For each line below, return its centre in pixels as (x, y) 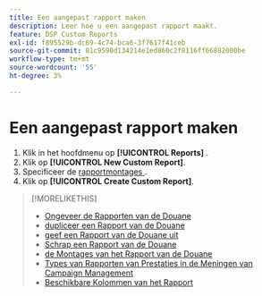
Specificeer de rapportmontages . (85, 172)
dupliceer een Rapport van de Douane (114, 225)
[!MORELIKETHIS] (64, 199)
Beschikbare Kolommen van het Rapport (119, 282)
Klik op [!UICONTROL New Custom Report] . (104, 162)
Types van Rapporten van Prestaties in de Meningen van (148, 263)
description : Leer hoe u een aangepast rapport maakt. (114, 26)
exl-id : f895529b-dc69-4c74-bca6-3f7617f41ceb (97, 42)
